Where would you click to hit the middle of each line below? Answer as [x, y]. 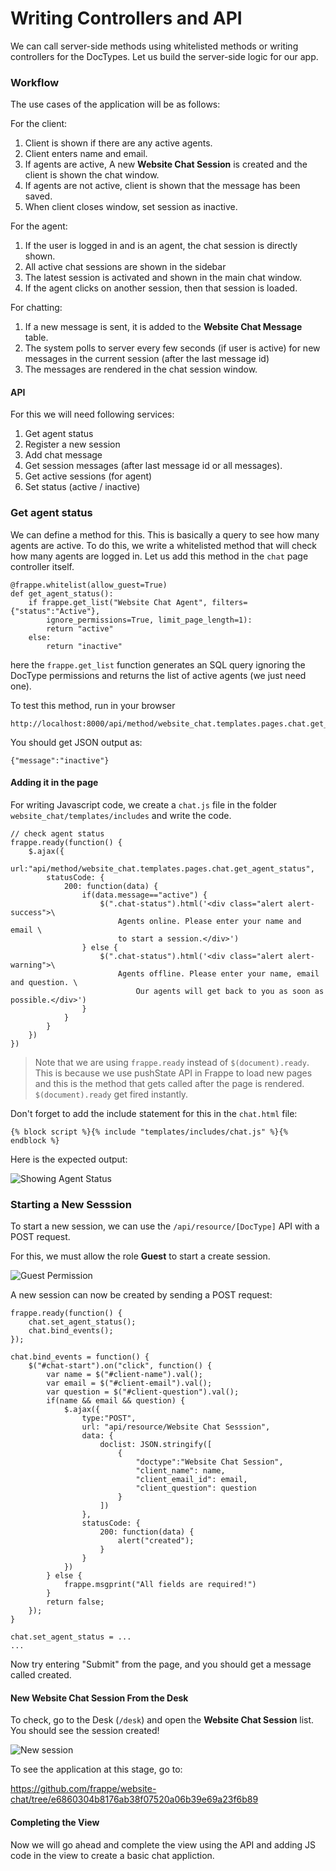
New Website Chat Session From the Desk [99, 1698]
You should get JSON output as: [76, 742]
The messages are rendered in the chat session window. [141, 369]
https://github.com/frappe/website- [83, 1789]
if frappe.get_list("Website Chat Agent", [118, 602]
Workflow [35, 82]
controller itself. [42, 566]
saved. [38, 196]
